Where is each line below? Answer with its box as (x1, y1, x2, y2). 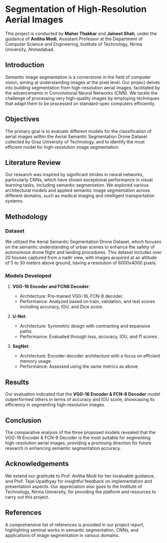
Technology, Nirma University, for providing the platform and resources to (5, 489, 157, 495)
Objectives (5, 115, 40, 123)
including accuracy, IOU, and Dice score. (19, 304, 103, 310)
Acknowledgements (5, 459, 69, 468)
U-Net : (12, 314, 27, 320)
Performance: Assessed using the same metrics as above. (19, 363, 139, 369)
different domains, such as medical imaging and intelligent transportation (5, 193, 155, 199)
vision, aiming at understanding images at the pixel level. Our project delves (5, 79, 160, 85)
